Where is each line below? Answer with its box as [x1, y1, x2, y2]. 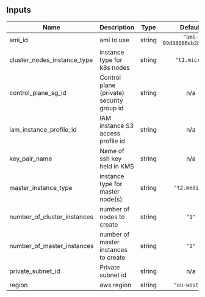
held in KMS [99, 162, 134, 170]
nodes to [99, 212, 125, 221]
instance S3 [99, 121, 134, 130]
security [99, 96, 123, 105]
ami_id [9, 36, 29, 44]
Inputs [6, 5, 32, 15]
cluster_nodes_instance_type [9, 55, 93, 64]
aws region [99, 280, 132, 289]
